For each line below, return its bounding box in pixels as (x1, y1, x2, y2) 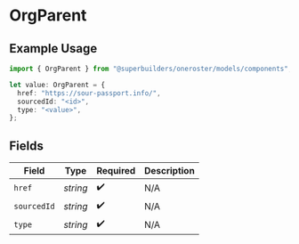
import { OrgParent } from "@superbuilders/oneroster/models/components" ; (9, 64, 293, 73)
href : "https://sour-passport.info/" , (17, 88, 162, 98)
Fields (9, 138, 44, 153)
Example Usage (9, 41, 98, 56)
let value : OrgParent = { (9, 80, 105, 89)
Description (143, 165, 196, 177)
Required (96, 165, 136, 177)
